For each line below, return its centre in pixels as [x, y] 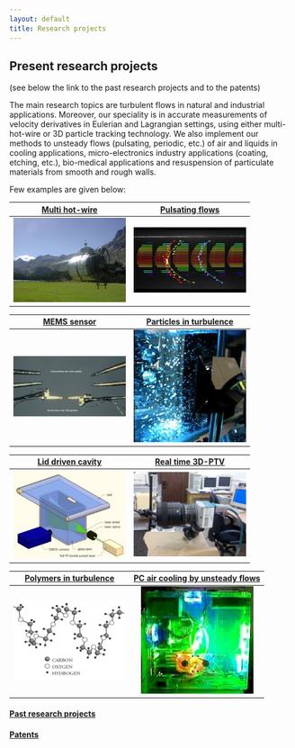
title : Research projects [58, 28]
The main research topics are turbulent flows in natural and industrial [137, 105]
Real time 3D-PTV [190, 462]
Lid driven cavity [69, 462]
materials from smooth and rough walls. [83, 172]
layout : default [40, 19]
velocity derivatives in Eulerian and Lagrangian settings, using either [136, 124]
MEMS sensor [70, 322]
